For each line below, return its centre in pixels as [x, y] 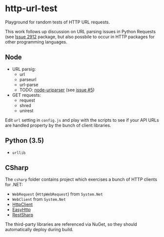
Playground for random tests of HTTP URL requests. [57, 22]
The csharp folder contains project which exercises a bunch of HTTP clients [81, 179]
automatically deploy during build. [39, 230]
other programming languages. [36, 42]
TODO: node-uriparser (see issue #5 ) [57, 90]
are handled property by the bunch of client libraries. [58, 125]
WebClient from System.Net [39, 199]
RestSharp [22, 215]
